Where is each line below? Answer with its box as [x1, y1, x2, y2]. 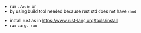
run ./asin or [9, 4, 36, 9]
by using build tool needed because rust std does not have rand [9, 8, 137, 14]
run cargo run [9, 23, 37, 28]
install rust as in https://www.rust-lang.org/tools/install [9, 18, 118, 23]
